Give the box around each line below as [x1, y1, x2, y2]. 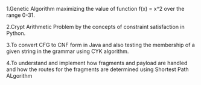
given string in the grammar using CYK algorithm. [6, 48, 129, 55]
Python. [6, 30, 26, 37]
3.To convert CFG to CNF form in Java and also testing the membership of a [6, 42, 195, 48]
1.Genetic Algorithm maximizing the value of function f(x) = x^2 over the [6, 5, 185, 12]
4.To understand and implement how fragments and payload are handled [6, 60, 188, 66]
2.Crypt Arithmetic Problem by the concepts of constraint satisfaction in [6, 24, 185, 30]
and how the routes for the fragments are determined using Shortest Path [6, 66, 189, 73]
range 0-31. [6, 11, 35, 19]
